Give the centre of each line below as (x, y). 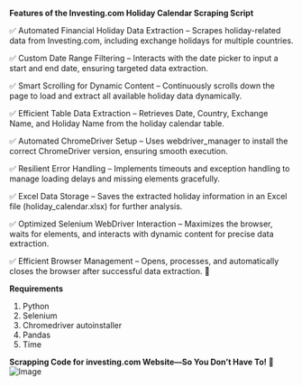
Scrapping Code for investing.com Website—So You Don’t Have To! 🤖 (142, 362)
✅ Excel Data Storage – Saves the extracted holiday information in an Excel (148, 196)
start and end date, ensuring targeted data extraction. (109, 68)
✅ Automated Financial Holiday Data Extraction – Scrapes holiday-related (145, 30)
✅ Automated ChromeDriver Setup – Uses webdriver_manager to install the (149, 141)
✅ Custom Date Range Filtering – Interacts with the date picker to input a (144, 58)
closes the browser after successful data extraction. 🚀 (110, 271)
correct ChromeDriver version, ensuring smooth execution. (119, 151)
